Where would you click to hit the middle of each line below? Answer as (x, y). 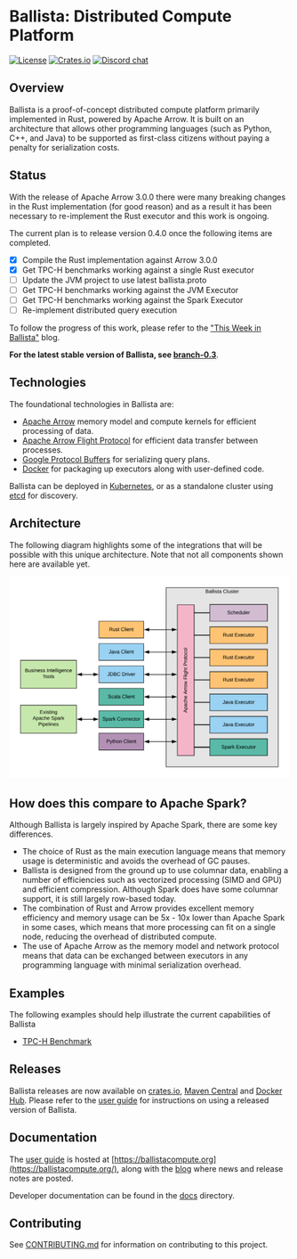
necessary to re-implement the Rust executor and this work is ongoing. (139, 216)
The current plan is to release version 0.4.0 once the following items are (141, 233)
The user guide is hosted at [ (62, 1159)
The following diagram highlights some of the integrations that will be (136, 544)
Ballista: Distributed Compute (120, 16)
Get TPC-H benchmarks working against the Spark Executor (132, 299)
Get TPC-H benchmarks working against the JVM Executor (130, 290)
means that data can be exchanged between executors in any (135, 956)
